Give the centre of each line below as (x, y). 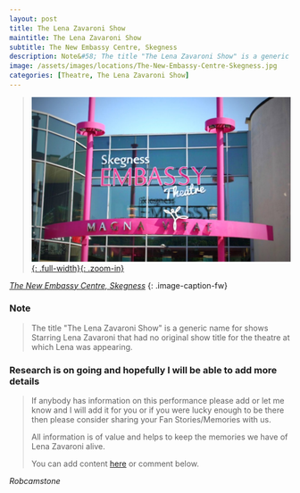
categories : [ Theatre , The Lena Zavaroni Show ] (100, 76)
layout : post (33, 19)
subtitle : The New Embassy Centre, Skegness (93, 47)
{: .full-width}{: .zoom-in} (78, 268)
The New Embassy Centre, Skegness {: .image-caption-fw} (118, 285)
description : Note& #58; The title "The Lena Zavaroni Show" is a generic (150, 57)
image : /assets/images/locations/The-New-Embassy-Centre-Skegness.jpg (143, 66)
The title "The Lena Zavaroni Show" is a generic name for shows (150, 328)
